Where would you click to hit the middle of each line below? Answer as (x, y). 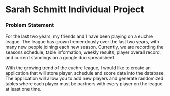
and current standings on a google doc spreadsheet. (60, 58)
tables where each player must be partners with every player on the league (84, 84)
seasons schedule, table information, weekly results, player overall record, (83, 52)
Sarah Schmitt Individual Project (75, 9)
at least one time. (23, 89)
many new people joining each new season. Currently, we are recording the (84, 47)
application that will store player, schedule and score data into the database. (85, 73)
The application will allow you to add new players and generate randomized (84, 78)
